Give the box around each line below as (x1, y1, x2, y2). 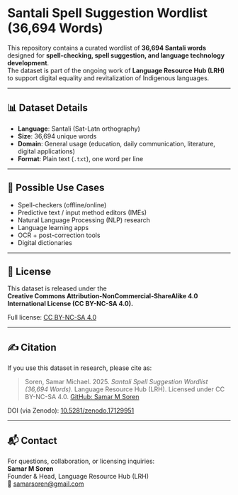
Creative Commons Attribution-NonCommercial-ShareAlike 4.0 (7, 292, 198, 300)
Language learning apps (17, 223, 89, 232)
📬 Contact (7, 435, 57, 447)
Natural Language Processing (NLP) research (17, 215, 151, 224)
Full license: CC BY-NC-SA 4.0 (7, 313, 97, 322)
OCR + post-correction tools (17, 231, 101, 239)
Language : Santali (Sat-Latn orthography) (17, 124, 140, 133)
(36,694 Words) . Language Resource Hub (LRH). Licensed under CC (24, 385, 225, 393)
